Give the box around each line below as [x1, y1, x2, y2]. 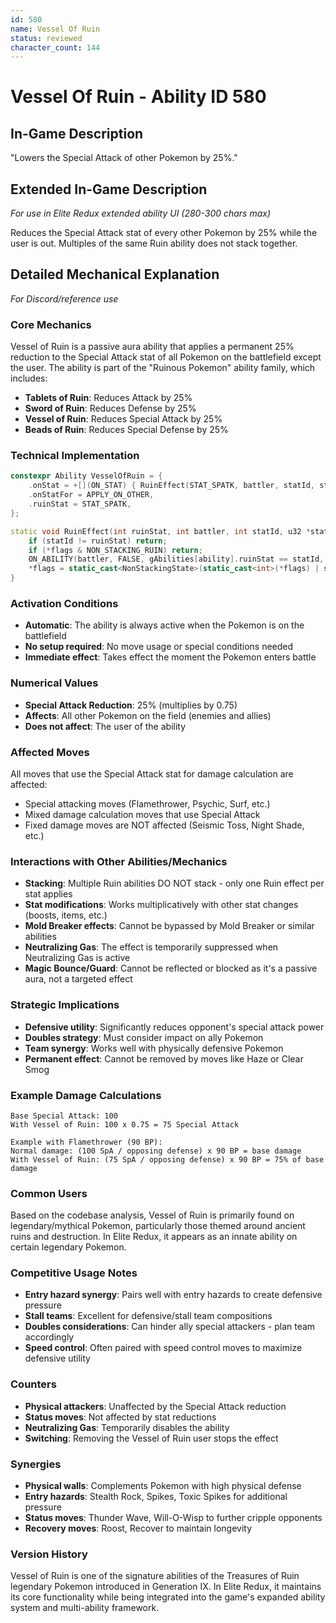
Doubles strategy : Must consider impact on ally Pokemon [24, 1031, 264, 1043]
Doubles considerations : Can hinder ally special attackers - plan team [24, 1321, 316, 1333]
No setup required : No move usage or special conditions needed [24, 641, 294, 653]
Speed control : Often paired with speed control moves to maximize [24, 1342, 303, 1354]
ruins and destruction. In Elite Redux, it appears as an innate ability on [10, 1231, 298, 1243]
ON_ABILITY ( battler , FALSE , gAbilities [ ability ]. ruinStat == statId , [28, 554, 325, 565]
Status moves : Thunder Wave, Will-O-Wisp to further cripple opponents [24, 1512, 323, 1524]
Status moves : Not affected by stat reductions [24, 1411, 217, 1423]
